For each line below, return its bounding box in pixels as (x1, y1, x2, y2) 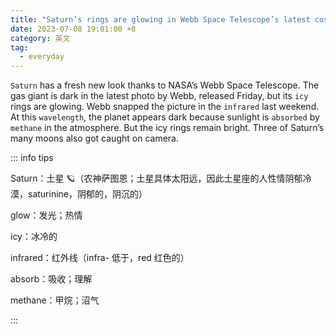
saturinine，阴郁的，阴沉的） (27, 188, 148, 200)
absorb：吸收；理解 (10, 273, 93, 285)
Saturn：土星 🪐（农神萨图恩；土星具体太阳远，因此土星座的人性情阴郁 (10, 172, 303, 185)
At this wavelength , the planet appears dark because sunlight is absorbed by (10, 111, 320, 123)
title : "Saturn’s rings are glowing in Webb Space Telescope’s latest (10, 14, 311, 25)
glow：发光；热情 (10, 209, 83, 221)
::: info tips (10, 152, 54, 164)
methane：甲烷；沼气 (10, 294, 100, 306)
